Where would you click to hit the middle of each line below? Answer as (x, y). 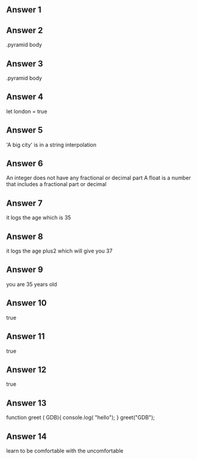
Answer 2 (25, 30)
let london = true (27, 111)
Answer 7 (25, 203)
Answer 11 (26, 336)
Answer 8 (25, 236)
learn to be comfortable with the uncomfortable (65, 451)
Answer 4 (25, 97)
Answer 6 (25, 163)
